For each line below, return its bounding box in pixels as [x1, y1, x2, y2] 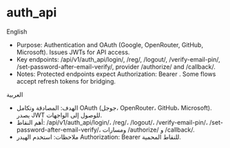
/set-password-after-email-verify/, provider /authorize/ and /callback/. [16, 62, 216, 71]
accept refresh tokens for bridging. [16, 77, 116, 85]
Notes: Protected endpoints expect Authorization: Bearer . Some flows [16, 70, 216, 78]
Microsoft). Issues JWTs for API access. [16, 48, 130, 56]
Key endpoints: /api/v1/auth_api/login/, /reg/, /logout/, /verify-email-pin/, [16, 55, 221, 63]
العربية [6, 90, 23, 99]
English [6, 27, 28, 36]
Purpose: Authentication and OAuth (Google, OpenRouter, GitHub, [16, 40, 204, 49]
